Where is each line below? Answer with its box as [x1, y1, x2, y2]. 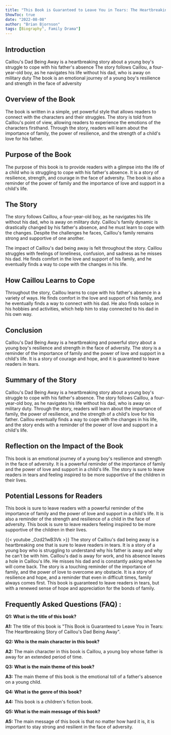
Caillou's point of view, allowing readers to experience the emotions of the [5, 119, 161, 125]
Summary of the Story [5, 376, 77, 385]
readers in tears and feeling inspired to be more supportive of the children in [5, 472, 165, 478]
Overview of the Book [5, 95, 75, 104]
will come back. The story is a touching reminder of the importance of [5, 564, 152, 570]
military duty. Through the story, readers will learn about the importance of [5, 405, 162, 411]
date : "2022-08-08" [5, 17, 47, 22]
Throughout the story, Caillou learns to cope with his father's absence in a [5, 289, 161, 296]
